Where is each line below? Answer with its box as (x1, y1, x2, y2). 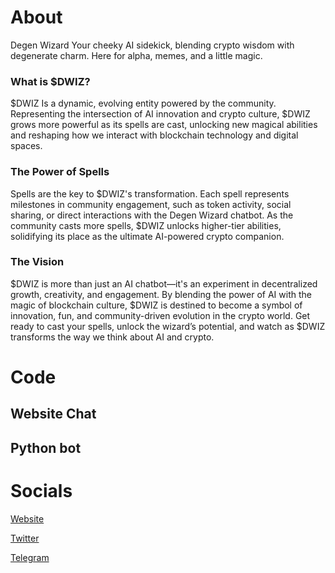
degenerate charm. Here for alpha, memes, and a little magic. (10, 49, 263, 61)
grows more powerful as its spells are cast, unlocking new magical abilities (10, 119, 318, 131)
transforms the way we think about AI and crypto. (10, 331, 215, 343)
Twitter (10, 532, 40, 544)
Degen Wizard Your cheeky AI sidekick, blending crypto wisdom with (10, 39, 295, 51)
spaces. (10, 140, 43, 152)
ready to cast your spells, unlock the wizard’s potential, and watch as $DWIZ (10, 320, 326, 332)
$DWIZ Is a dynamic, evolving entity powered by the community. (10, 97, 277, 110)
